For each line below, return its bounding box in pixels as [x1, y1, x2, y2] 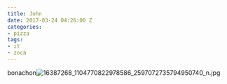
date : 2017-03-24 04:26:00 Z [7, 17, 92, 24]
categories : [7, 23, 42, 30]
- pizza [7, 29, 30, 37]
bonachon [7, 68, 37, 77]
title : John [7, 10, 42, 17]
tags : [7, 36, 23, 43]
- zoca [7, 50, 27, 57]
